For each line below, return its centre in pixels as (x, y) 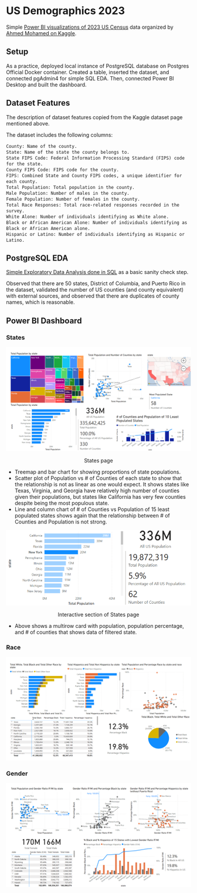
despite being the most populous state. (62, 503)
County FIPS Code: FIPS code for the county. (62, 170)
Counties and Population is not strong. (61, 522)
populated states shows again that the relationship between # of (92, 516)
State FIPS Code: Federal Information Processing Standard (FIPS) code (95, 158)
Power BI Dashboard (44, 321)
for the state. (25, 164)
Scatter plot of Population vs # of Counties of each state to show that (98, 478)
